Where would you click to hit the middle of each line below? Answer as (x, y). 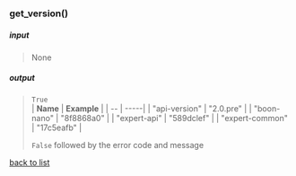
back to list (30, 162)
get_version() (39, 13)
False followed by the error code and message (118, 145)
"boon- (267, 108)
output (22, 78)
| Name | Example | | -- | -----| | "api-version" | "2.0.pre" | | (142, 108)
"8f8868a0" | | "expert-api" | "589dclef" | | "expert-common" (174, 118)
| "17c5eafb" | (57, 128)
